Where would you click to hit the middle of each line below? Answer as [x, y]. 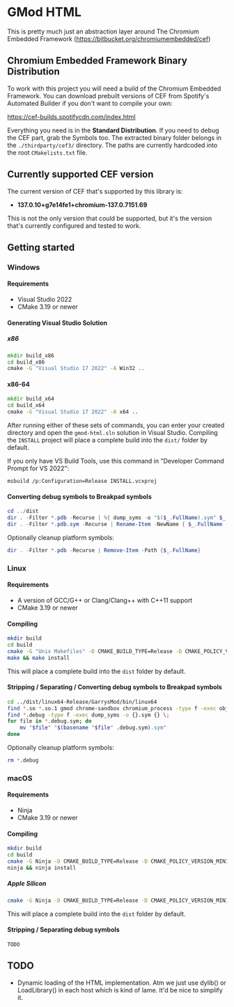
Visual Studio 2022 [45, 300]
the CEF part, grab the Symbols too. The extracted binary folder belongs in [114, 137]
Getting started [41, 247]
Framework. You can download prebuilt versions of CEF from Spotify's [108, 95]
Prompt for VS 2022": [38, 468]
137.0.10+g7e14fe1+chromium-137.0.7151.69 [82, 205]
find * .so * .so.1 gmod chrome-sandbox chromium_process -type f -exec [112, 708]
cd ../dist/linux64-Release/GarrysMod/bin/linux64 [82, 702]
